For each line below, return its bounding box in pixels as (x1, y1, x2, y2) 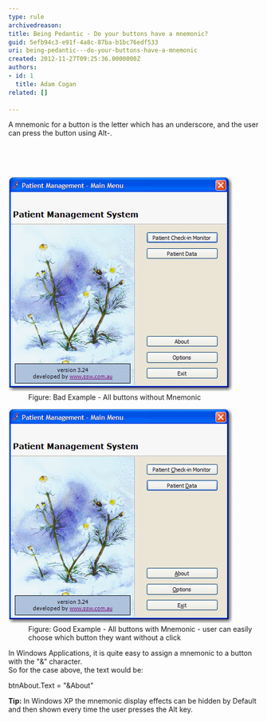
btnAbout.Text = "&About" (8, 681, 94, 690)
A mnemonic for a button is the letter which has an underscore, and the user (8, 120, 259, 129)
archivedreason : (8, 21, 62, 30)
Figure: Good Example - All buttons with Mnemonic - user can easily (28, 625, 253, 634)
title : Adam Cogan (15, 80, 77, 88)
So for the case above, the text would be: (8, 665, 143, 675)
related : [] (8, 89, 48, 97)
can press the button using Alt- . (8, 128, 113, 138)
